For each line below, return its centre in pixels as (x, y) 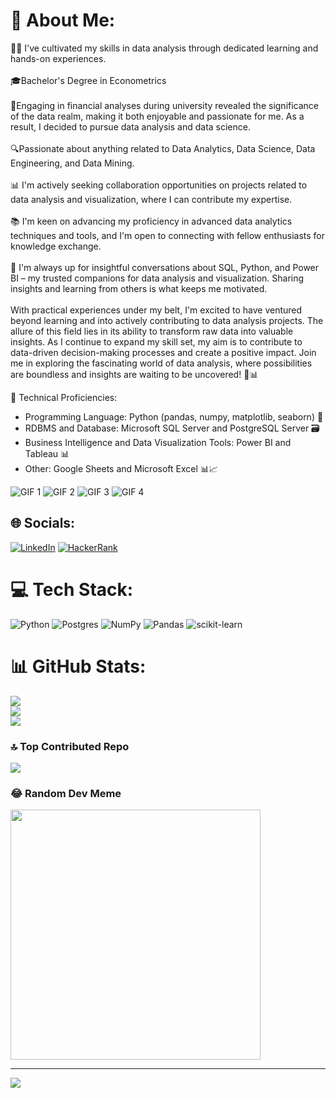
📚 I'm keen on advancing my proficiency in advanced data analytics (151, 221)
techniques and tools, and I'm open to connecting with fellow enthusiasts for (167, 235)
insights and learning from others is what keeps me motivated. (139, 288)
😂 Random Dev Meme (66, 793)
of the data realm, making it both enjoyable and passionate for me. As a (157, 116)
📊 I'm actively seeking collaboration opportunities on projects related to (159, 185)
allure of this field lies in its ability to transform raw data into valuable (152, 331)
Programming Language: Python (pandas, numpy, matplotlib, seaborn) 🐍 (174, 416)
